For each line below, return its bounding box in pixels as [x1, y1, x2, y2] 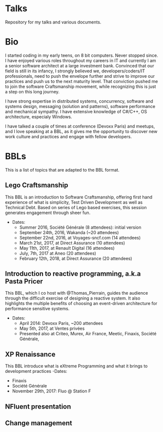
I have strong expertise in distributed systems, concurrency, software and [5, 98, 154, 104]
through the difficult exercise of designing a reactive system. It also [5, 295, 141, 301]
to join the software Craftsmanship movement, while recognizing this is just [5, 84, 156, 89]
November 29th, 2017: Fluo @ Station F [12, 388, 91, 394]
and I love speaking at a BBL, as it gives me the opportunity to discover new [5, 128, 158, 134]
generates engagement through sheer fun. [5, 210, 91, 216]
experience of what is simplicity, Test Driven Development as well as [5, 199, 143, 205]
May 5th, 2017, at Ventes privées [19, 325, 85, 331]
